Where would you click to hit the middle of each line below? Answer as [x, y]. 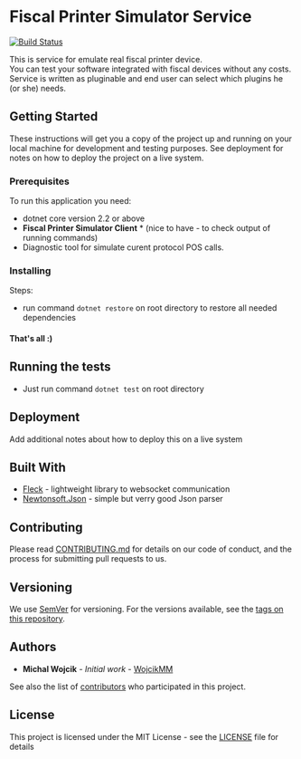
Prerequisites [39, 181]
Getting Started [54, 116]
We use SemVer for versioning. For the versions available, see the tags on [146, 609]
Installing [30, 271]
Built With [38, 467]
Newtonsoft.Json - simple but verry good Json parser [122, 499]
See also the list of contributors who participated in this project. [128, 687]
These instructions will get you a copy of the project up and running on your [150, 139]
